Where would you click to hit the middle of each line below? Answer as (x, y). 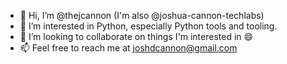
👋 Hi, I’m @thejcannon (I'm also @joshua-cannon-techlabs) (142, 15)
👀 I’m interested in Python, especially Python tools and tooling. (148, 26)
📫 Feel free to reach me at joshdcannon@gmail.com (128, 48)
